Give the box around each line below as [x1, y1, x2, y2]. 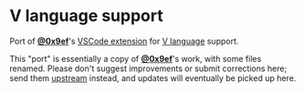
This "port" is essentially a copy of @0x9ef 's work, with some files [9, 53, 262, 64]
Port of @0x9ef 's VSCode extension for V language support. [9, 36, 239, 46]
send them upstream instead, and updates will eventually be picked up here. [9, 72, 297, 83]
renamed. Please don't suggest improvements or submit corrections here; [9, 63, 288, 74]
